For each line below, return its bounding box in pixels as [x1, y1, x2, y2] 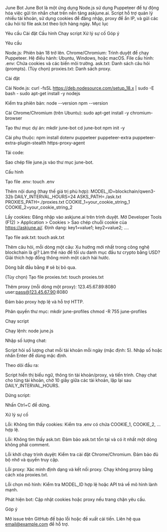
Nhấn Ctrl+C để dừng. [5, 402, 51, 408]
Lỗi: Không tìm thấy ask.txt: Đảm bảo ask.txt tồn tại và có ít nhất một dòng [5, 436, 157, 442]
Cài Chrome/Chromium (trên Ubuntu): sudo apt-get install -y [5, 110, 130, 116]
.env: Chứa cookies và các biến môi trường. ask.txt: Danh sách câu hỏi [5, 61, 150, 66]
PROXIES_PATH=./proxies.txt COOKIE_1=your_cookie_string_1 [5, 199, 131, 205]
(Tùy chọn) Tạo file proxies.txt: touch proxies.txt [5, 274, 104, 280]
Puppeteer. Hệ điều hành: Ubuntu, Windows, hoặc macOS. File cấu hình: [5, 55, 154, 61]
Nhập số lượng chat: [5, 338, 47, 343]
